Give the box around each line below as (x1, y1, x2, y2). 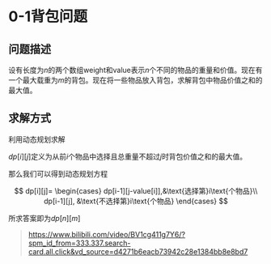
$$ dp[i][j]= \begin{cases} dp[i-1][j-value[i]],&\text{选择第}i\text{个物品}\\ (14, 185, 258, 195)
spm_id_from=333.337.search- (28, 238, 131, 248)
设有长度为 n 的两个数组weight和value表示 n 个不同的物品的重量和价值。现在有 (8, 66, 263, 75)
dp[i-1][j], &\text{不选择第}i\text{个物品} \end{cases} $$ (44, 196, 228, 206)
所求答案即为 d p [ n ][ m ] (8, 213, 81, 223)
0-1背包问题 (8, 7, 88, 26)
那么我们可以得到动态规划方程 (8, 168, 108, 178)
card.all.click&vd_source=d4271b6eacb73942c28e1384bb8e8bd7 (28, 246, 248, 256)
